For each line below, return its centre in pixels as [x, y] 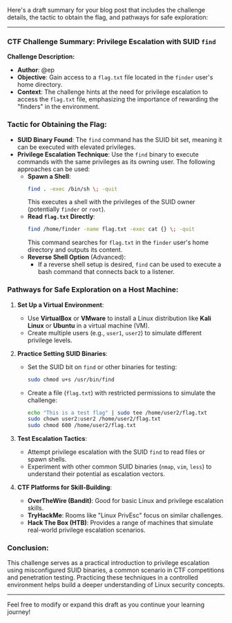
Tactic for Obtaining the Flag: [57, 125]
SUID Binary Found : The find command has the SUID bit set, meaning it [119, 139]
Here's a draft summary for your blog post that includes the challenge [106, 10]
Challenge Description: [41, 57]
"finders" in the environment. [58, 107]
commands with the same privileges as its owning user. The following [116, 161]
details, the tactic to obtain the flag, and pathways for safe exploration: [108, 17]
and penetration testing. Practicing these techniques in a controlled [103, 577]
